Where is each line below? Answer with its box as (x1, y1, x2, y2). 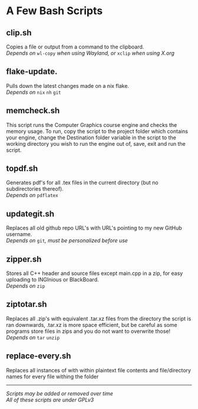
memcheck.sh (6, 106, 60, 116)
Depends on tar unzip (6, 333, 60, 341)
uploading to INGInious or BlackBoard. (6, 276, 99, 283)
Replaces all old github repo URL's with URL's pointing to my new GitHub (6, 224, 182, 231)
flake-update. (6, 67, 58, 77)
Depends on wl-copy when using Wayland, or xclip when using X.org (6, 50, 175, 57)
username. (6, 231, 32, 238)
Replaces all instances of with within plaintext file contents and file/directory (6, 367, 192, 374)
